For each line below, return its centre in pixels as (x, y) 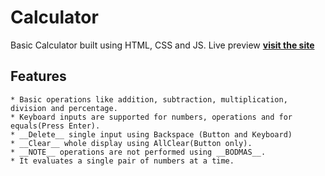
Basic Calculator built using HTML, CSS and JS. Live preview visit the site (162, 45)
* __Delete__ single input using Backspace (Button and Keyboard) (151, 134)
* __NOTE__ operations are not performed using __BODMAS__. (138, 152)
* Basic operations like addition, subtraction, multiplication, (149, 99)
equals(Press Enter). (55, 126)
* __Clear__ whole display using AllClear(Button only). (131, 143)
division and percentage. (64, 108)
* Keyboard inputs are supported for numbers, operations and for (151, 117)
